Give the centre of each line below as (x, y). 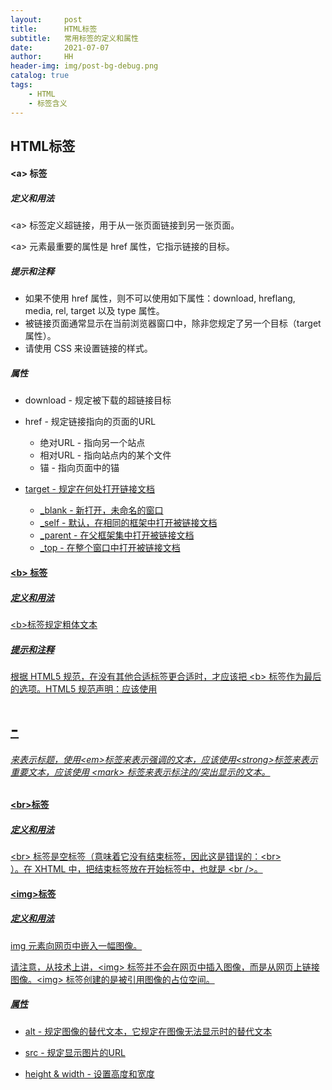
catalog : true (40, 76)
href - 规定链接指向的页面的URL (90, 422)
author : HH (42, 57)
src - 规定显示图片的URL (75, 1052)
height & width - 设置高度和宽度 (89, 1073)
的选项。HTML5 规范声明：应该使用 (84, 688)
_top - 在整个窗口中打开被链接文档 (110, 548)
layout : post (46, 19)
